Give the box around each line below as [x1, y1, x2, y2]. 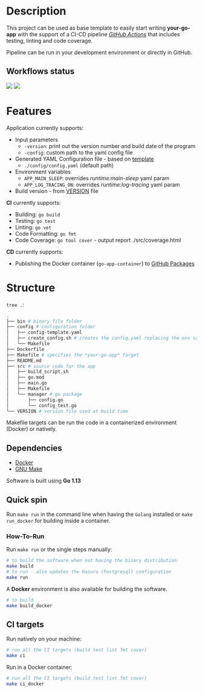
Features [6, 104, 52, 118]
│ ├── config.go [6, 397, 63, 403]
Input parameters [14, 136, 59, 143]
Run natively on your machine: [6, 636, 82, 643]
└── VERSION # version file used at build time [6, 408, 129, 414]
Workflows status [6, 66, 75, 77]
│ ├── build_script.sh [6, 369, 69, 375]
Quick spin [6, 494, 48, 505]
